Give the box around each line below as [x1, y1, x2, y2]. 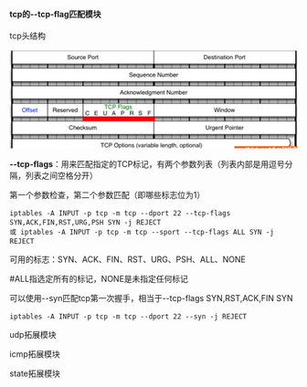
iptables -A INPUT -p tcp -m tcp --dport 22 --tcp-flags [9, 209, 231, 218]
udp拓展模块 [9, 329, 57, 340]
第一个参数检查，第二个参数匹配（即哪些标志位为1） [9, 190, 206, 201]
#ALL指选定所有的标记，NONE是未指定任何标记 [9, 274, 189, 285]
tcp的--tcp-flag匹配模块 [9, 8, 102, 19]
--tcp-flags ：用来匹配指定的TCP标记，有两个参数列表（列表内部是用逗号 [9, 159, 285, 170]
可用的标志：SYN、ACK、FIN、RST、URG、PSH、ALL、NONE [9, 254, 247, 265]
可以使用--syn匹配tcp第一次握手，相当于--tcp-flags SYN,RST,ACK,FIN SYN [9, 293, 294, 304]
